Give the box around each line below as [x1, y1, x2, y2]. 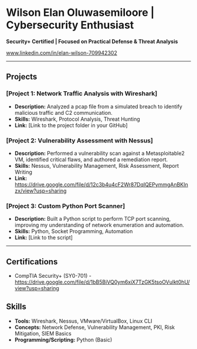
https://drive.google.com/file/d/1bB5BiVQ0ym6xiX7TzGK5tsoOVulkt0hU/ [14, 278, 190, 285]
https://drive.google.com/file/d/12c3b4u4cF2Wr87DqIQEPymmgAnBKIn [14, 181, 189, 188]
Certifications [6, 257, 58, 267]
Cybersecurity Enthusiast [6, 18, 134, 32]
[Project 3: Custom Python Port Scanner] [6, 202, 125, 210]
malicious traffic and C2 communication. [14, 109, 113, 116]
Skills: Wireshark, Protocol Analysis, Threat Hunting [14, 115, 140, 122]
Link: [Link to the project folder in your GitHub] [14, 121, 128, 129]
